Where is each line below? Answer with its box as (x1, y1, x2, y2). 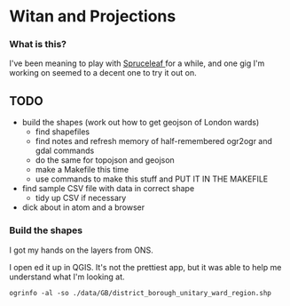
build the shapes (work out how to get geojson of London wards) (21, 117, 260, 128)
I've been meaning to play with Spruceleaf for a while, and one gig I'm (9, 58, 265, 68)
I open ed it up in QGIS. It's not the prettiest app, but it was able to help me (9, 262, 282, 272)
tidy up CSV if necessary (35, 193, 127, 204)
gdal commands (35, 145, 95, 157)
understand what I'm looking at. (9, 271, 126, 282)
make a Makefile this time (35, 165, 129, 175)
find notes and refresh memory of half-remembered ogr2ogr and (35, 136, 273, 147)
